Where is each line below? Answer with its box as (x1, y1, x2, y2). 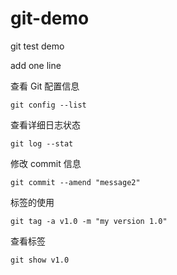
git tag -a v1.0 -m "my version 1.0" (10, 216, 168, 226)
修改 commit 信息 (10, 157, 82, 169)
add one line (10, 59, 62, 71)
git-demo (10, 7, 90, 30)
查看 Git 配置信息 (10, 80, 80, 92)
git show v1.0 (10, 255, 70, 265)
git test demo (10, 40, 65, 52)
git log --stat (10, 138, 74, 149)
